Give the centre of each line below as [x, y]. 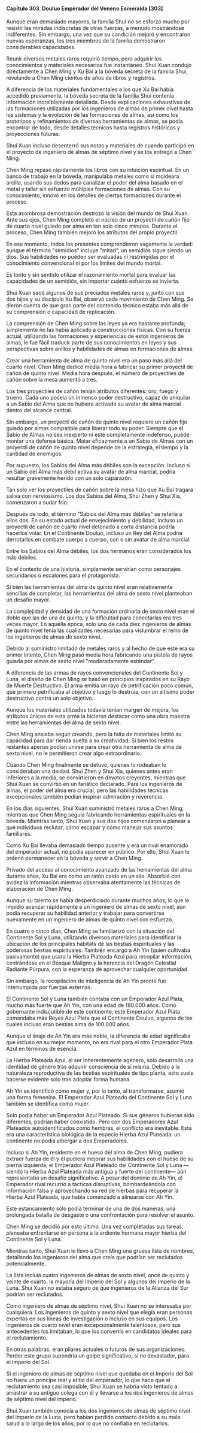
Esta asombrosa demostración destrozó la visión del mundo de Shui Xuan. [98, 213]
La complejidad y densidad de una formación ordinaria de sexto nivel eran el [100, 612]
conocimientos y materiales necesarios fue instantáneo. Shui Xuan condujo [99, 65]
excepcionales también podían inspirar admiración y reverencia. [85, 797]
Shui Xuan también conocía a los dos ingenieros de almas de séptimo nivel [98, 1411]
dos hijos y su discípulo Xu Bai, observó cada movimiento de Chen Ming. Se [100, 299]
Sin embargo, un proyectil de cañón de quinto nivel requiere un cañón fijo [97, 422]
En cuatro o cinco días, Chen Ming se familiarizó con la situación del [90, 931]
